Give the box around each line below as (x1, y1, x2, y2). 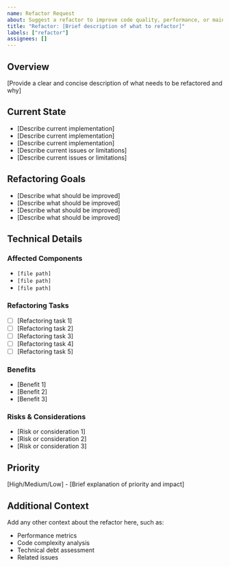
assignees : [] (7, 36, 48, 42)
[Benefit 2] (16, 388, 48, 396)
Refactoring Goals (7, 173, 86, 185)
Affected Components (7, 253, 83, 263)
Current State (7, 106, 66, 118)
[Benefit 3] (16, 395, 48, 403)
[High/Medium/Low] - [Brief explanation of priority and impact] (7, 480, 185, 488)
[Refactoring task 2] (16, 324, 74, 332)
